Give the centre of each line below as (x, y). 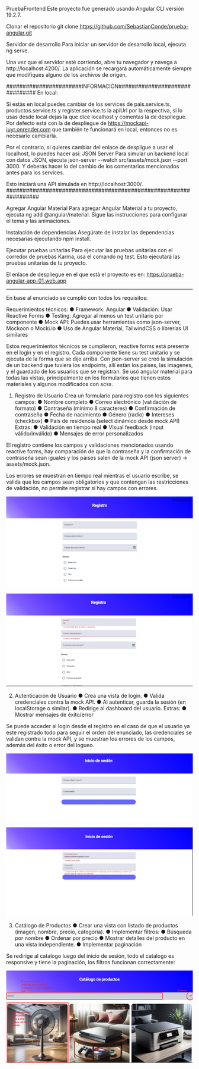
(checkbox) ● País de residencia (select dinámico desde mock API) (97, 421)
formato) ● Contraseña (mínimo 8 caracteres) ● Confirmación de (95, 408)
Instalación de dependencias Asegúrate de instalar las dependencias (90, 232)
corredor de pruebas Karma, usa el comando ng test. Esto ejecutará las (93, 256)
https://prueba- (166, 274)
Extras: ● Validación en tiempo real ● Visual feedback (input (89, 427)
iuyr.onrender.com (28, 129)
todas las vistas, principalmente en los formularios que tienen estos (88, 378)
